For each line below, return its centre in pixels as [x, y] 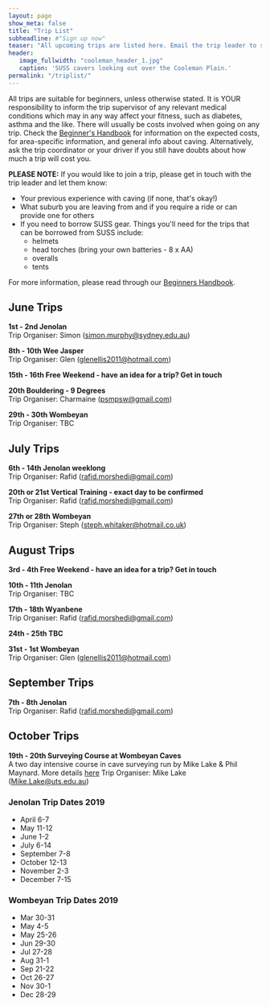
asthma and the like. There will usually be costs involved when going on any [134, 124]
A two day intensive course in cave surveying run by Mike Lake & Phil [123, 764]
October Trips [44, 736]
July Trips [34, 449]
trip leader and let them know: [58, 183]
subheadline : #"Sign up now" [57, 38]
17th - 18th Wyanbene [45, 609]
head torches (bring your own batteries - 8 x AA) [112, 249]
